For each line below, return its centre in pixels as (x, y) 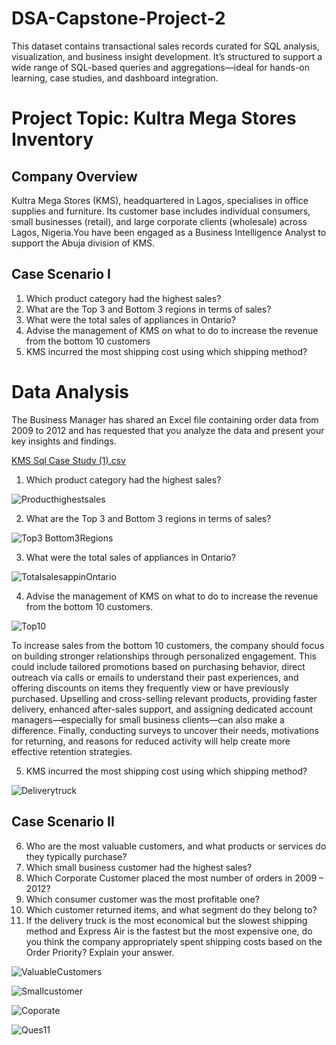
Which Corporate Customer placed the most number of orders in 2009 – (174, 878)
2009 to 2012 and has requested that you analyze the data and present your (168, 430)
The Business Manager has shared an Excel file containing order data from (165, 419)
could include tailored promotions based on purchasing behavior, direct (158, 666)
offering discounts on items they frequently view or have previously (150, 688)
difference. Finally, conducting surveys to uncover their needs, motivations (165, 730)
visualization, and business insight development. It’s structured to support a (167, 56)
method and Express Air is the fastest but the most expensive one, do (169, 931)
